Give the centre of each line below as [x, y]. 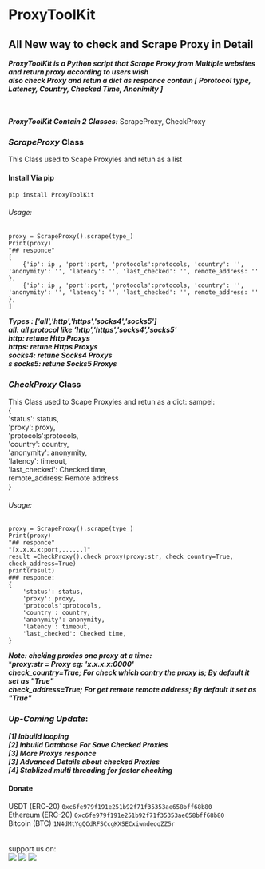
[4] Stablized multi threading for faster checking [91, 770]
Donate [21, 788]
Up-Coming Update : [48, 719]
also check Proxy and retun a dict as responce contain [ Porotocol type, [130, 80]
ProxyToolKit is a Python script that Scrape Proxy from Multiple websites [132, 63]
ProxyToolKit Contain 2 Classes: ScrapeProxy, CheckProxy [107, 121]
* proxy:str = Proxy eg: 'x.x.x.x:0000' [71, 664]
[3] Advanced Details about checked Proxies [84, 762]
